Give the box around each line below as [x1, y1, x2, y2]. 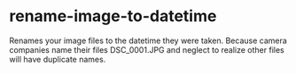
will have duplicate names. [9, 54, 106, 64]
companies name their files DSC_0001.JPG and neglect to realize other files [9, 44, 285, 55]
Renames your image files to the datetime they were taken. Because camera [9, 35, 288, 46]
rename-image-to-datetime [9, 6, 217, 26]
